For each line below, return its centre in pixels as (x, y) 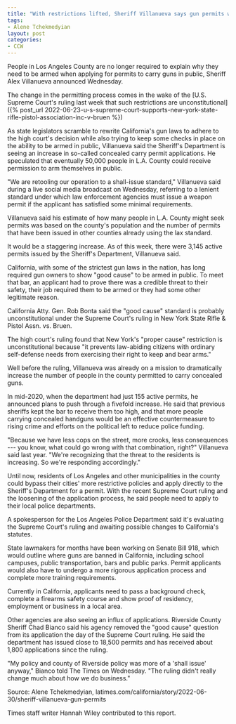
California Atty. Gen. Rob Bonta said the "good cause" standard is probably (116, 311)
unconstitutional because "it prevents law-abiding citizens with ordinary (111, 347)
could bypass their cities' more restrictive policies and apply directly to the (115, 483)
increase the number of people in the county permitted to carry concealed (115, 375)
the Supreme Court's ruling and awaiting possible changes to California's (113, 527)
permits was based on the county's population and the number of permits (114, 225)
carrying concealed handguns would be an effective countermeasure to (111, 419)
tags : (15, 20)
